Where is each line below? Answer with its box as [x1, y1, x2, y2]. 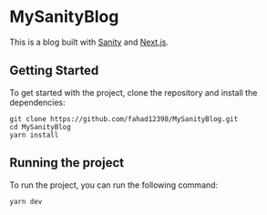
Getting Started [9, 63, 99, 78]
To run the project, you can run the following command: [9, 179, 219, 190]
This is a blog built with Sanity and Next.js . [9, 36, 169, 47]
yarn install [9, 130, 59, 139]
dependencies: [9, 97, 66, 107]
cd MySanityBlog [9, 122, 71, 131]
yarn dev [9, 197, 43, 206]
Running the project [9, 155, 125, 170]
